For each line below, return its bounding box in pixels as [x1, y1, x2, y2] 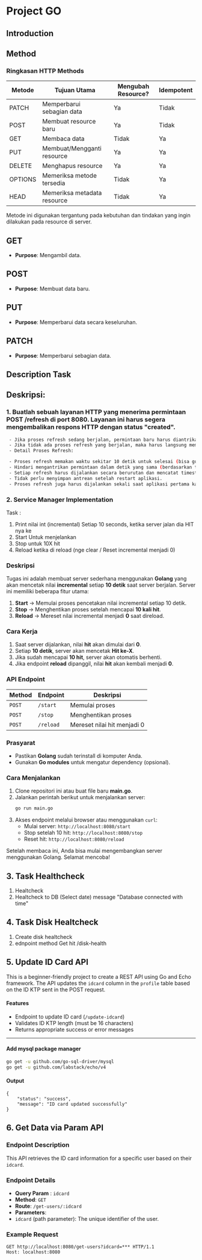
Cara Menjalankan [6, 774, 61, 782]
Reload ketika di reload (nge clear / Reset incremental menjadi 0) [14, 546, 176, 554]
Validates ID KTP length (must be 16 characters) [14, 1019, 134, 1026]
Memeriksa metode [41, 172, 97, 180]
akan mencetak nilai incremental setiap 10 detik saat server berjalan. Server [6, 581, 196, 588]
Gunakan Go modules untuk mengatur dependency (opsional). [14, 759, 170, 766]
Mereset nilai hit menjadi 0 [70, 720, 145, 729]
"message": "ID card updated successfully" [17, 1101, 128, 1108]
